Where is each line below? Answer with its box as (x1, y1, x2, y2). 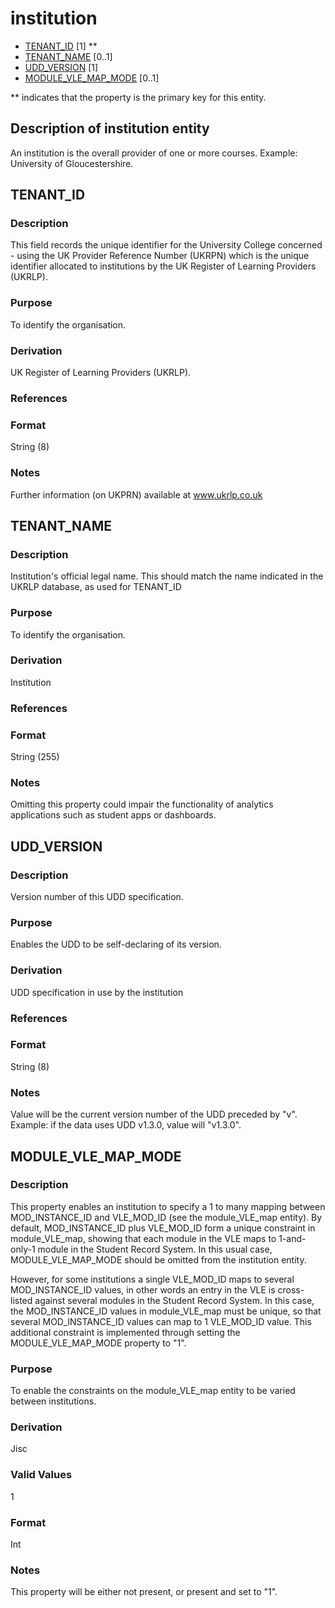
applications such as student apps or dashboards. (10, 809, 217, 821)
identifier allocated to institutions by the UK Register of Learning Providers (10, 260, 317, 272)
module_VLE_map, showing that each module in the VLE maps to (10, 1232, 277, 1244)
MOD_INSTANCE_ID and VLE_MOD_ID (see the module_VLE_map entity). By (10, 1211, 323, 1223)
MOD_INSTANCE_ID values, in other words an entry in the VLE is (10, 1283, 276, 1296)
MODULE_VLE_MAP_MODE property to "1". (10, 1337, 187, 1349)
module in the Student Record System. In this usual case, (37, 1243, 273, 1255)
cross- (277, 1283, 305, 1296)
